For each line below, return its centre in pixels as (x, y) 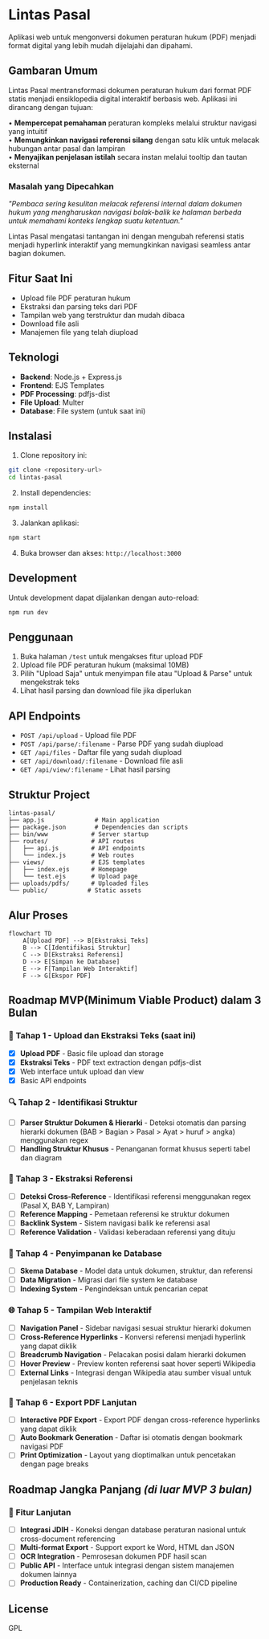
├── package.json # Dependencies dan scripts (98, 828)
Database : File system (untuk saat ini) (83, 410)
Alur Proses (38, 915)
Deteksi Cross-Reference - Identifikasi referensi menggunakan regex (135, 1196)
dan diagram (41, 1158)
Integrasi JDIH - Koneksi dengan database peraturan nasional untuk (133, 1530)
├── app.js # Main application (84, 821)
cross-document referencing (67, 1539)
